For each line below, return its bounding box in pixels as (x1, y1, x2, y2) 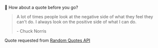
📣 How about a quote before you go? (4, 5, 78, 10)
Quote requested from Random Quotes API (4, 37, 90, 43)
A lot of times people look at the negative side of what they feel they (16, 14, 154, 19)
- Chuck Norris (16, 28, 47, 34)
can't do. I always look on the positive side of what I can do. (16, 19, 137, 24)
